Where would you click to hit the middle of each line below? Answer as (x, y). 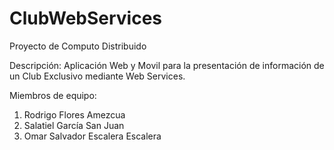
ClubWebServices (86, 18)
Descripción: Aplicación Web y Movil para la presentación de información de (167, 65)
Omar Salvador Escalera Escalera (92, 136)
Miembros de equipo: (53, 95)
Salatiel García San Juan (74, 125)
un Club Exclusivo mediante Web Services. (97, 76)
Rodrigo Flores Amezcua (74, 114)
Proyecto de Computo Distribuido (78, 46)
